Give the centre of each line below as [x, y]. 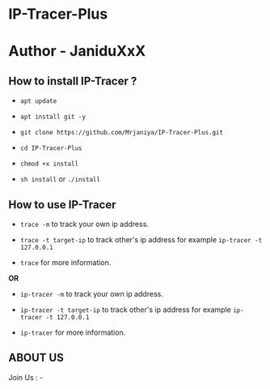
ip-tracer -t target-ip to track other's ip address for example [126, 310]
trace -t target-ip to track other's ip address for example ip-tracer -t [141, 239]
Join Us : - [26, 377]
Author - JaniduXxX [77, 51]
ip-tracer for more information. [73, 332]
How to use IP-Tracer [62, 205]
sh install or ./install [60, 179]
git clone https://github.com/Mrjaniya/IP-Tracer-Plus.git [122, 133]
